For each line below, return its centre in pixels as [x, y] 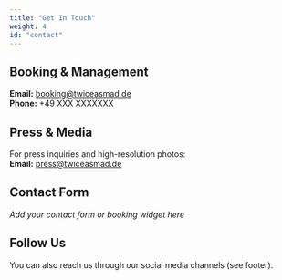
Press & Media [51, 132]
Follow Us [38, 243]
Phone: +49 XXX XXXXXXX [62, 104]
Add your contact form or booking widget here [97, 214]
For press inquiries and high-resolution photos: [98, 154]
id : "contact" [37, 35]
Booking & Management [79, 72]
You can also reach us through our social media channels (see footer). [141, 264]
